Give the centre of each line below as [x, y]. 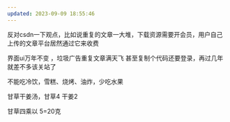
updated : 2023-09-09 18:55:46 [51, 14]
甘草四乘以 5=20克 [34, 111]
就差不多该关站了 [32, 66]
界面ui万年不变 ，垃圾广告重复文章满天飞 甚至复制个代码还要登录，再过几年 [115, 58]
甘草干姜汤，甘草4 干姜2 [43, 96]
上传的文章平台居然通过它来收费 [53, 43]
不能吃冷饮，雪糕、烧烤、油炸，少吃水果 [65, 82]
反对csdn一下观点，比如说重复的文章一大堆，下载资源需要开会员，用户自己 [115, 34]
